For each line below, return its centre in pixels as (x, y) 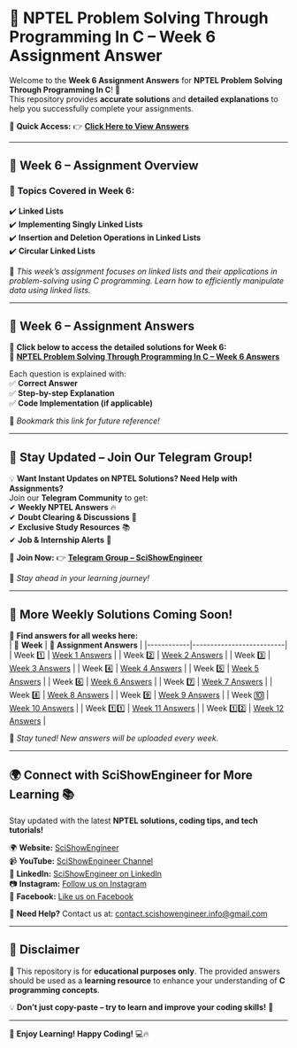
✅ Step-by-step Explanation (62, 393)
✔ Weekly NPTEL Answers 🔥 (63, 508)
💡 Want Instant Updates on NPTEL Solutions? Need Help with (123, 478)
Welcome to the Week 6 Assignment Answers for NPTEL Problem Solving (146, 80)
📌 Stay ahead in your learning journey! (80, 578)
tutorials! (27, 830)
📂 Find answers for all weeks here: (74, 636)
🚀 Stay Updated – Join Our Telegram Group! (131, 457)
